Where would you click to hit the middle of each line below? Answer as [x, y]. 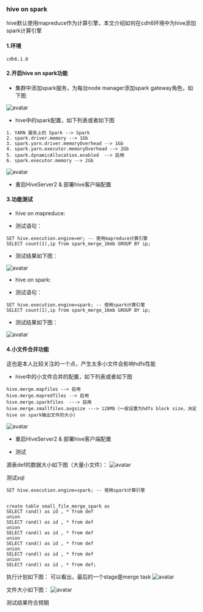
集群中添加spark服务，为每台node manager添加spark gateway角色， [101, 88]
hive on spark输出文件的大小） [42, 415]
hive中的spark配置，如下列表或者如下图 [65, 120]
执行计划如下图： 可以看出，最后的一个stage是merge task [79, 577]
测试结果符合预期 [28, 603]
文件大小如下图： [28, 590]
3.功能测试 [20, 199]
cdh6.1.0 [17, 59]
